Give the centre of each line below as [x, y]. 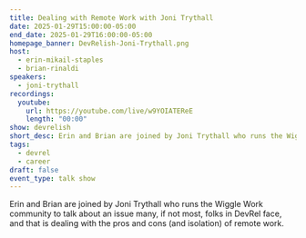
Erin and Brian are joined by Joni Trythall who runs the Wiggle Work [137, 204]
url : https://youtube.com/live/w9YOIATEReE [110, 111]
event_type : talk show [52, 178]
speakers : [28, 77]
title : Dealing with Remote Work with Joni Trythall [112, 18]
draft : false [34, 170]
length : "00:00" [57, 119]
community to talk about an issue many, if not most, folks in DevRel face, [146, 213]
